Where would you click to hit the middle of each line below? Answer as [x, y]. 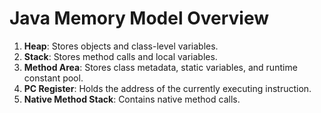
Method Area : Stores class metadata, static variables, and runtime [160, 67]
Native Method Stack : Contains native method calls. [132, 99]
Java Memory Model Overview [139, 18]
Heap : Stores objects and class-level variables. [121, 46]
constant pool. [53, 78]
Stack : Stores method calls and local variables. [120, 56]
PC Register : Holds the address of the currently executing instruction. [167, 88]
